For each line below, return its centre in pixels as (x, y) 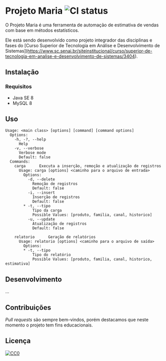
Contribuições (28, 308)
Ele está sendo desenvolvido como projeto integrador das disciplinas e (79, 40)
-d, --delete (41, 179)
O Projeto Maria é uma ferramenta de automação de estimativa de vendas (82, 25)
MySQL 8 (22, 103)
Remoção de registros (55, 184)
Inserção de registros (56, 197)
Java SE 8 (23, 98)
